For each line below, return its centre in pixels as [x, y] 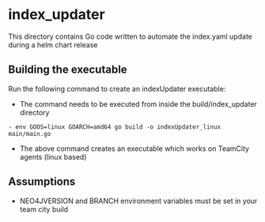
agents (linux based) [53, 156]
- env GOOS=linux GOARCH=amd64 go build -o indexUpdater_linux [115, 127]
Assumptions [42, 182]
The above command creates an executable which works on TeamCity [134, 149]
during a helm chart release [53, 44]
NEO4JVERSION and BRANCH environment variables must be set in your [138, 201]
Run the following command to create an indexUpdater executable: [117, 88]
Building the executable [68, 70]
